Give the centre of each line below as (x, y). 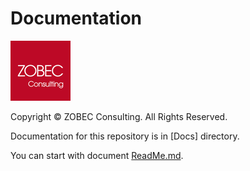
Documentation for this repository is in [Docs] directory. (125, 136)
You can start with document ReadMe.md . (97, 155)
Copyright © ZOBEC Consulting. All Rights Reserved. (119, 116)
